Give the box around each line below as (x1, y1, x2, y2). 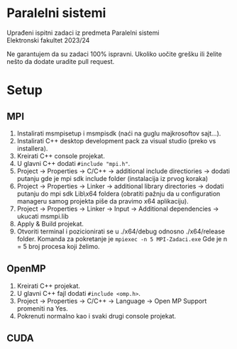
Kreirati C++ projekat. (16, 282, 81, 290)
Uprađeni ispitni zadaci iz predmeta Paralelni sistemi (6, 28, 160, 37)
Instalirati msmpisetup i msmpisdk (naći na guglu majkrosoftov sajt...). (16, 129, 221, 138)
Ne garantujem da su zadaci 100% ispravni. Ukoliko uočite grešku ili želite (6, 50, 222, 58)
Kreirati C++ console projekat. (16, 151, 106, 160)
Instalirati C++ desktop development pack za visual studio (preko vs (16, 136, 216, 145)
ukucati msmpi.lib (16, 211, 69, 221)
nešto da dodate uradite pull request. (6, 57, 115, 65)
